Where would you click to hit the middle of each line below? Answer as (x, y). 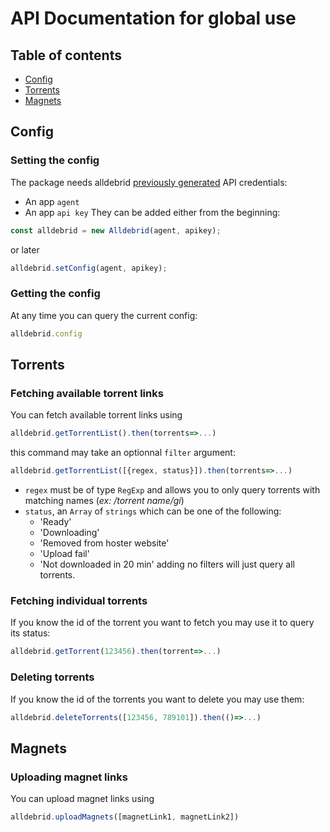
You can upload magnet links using (82, 799)
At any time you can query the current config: (104, 315)
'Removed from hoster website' (104, 543)
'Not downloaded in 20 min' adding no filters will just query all (167, 564)
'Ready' (55, 522)
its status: (30, 633)
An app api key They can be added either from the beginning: (152, 212)
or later (25, 249)
